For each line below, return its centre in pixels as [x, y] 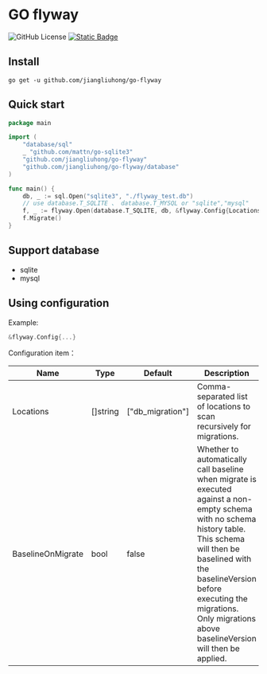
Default [158, 374]
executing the [222, 599]
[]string [105, 412]
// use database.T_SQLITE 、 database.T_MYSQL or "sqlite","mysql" [136, 204]
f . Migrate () [42, 218]
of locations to [224, 406]
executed [214, 489]
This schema [221, 539]
